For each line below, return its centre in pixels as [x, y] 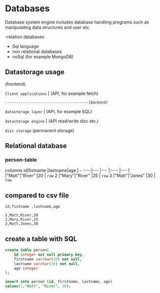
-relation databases [25, 37]
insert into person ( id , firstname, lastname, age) [59, 282]
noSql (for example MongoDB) [43, 56]
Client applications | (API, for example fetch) [52, 93]
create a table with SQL [41, 239]
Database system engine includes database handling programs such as [77, 22]
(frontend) [15, 84]
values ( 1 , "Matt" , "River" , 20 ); [38, 286]
